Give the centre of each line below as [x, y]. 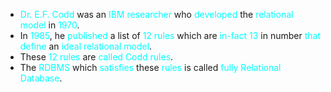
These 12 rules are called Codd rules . [96, 57]
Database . [41, 78]
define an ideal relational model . [86, 46]
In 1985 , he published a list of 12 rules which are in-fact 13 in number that [170, 35]
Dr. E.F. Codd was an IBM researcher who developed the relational [156, 14]
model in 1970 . [49, 25]
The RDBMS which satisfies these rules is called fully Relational [150, 67]
